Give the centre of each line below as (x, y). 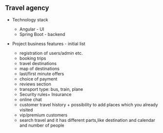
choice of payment (38, 79)
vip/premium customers (43, 115)
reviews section (35, 84)
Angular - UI (32, 29)
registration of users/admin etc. (51, 53)
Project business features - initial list (49, 44)
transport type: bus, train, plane (51, 89)
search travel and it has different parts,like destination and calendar (87, 120)
